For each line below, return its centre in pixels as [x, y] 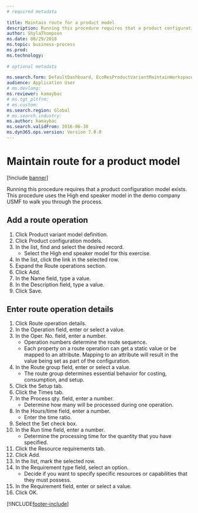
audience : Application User [41, 83]
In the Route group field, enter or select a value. [73, 367]
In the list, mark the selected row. [55, 461]
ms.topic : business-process [41, 45]
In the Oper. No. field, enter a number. [61, 336]
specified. [36, 442]
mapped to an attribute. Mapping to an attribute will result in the [101, 355]
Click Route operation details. [51, 323]
